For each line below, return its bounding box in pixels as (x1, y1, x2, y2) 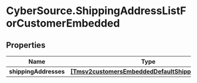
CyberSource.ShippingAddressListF (6, 4, 186, 18)
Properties (6, 40, 46, 50)
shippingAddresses (9, 68, 65, 75)
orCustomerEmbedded (6, 16, 120, 30)
